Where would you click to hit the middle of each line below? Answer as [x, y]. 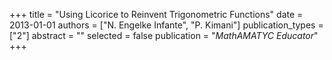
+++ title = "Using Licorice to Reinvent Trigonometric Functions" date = [156, 14]
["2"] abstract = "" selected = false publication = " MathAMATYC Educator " [164, 35]
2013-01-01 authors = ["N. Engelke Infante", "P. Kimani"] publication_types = [166, 25]
